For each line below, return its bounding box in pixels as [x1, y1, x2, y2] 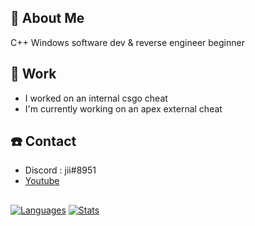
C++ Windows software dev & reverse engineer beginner [10, 36, 245, 48]
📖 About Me [10, 10, 85, 27]
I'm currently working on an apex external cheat [24, 102, 223, 115]
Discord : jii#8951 [24, 164, 97, 176]
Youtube [24, 175, 60, 187]
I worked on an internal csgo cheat [24, 92, 168, 104]
